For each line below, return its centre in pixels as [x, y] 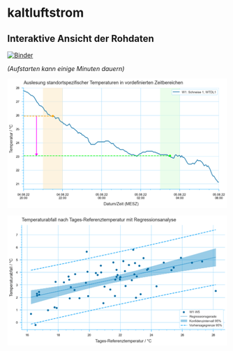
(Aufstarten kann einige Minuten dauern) [66, 69]
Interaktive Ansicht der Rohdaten [81, 39]
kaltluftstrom [46, 13]
